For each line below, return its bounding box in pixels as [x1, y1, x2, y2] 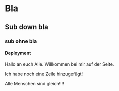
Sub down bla [5, 23, 48, 31]
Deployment [5, 50, 31, 56]
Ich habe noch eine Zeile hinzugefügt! [5, 71, 83, 77]
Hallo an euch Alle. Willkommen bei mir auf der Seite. [5, 61, 114, 67]
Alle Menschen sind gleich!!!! [5, 80, 65, 86]
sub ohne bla [5, 38, 37, 45]
